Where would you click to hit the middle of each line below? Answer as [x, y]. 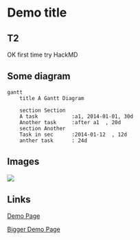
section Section [43, 110]
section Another [43, 128]
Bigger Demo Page [34, 230]
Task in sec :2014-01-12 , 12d [73, 134]
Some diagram [39, 76]
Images [23, 162]
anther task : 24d [54, 140]
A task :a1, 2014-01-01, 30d [77, 116]
